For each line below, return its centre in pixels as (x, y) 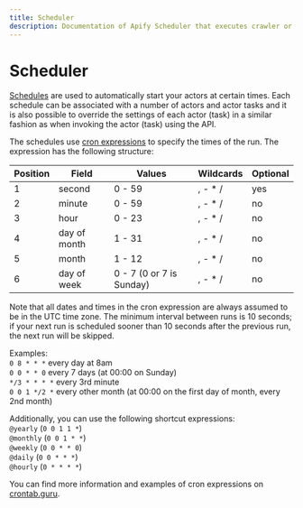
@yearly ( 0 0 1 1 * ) (46, 429)
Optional (270, 174)
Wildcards (220, 174)
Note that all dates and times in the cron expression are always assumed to (149, 307)
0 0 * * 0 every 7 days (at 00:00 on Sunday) (93, 373)
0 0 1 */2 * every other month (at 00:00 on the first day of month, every (145, 392)
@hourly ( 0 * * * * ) (46, 466)
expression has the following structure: (82, 152)
